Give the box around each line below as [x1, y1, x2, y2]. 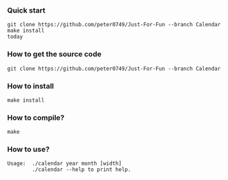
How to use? [7, 145, 50, 154]
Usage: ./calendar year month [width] [7, 160, 122, 168]
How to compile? [7, 113, 65, 123]
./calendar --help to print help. [32, 166, 131, 173]
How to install [7, 81, 54, 91]
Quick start [7, 6, 46, 15]
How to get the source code [7, 49, 102, 59]
